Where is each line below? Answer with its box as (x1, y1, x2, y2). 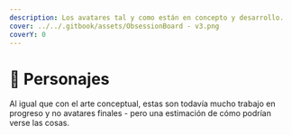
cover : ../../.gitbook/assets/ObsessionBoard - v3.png (9, 22, 220, 31)
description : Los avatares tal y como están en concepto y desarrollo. (9, 13, 284, 22)
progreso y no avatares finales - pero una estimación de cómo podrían (9, 108, 272, 119)
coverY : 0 (9, 30, 47, 39)
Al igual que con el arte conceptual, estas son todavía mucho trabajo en (9, 98, 276, 109)
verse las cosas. (9, 118, 70, 129)
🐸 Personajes (9, 68, 110, 89)
